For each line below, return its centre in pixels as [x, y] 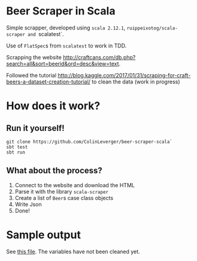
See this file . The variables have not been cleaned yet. [73, 251]
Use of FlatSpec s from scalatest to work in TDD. [66, 46]
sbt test [17, 147]
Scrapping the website [34, 57]
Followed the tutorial [31, 75]
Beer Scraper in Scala [61, 11]
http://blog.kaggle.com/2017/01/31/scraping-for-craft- [124, 75]
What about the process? [54, 171]
